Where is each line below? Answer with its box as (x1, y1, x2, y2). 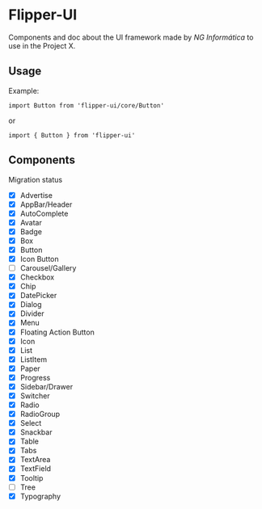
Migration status (8, 175, 63, 184)
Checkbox (19, 272, 55, 282)
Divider (19, 309, 44, 318)
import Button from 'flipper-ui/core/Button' (8, 101, 164, 110)
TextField (19, 464, 51, 473)
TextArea (19, 455, 51, 465)
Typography (19, 491, 61, 501)
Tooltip (19, 473, 44, 482)
